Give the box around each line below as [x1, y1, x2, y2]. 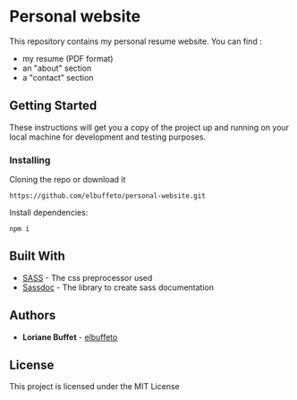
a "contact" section [21, 72, 94, 82]
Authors [9, 308, 56, 323]
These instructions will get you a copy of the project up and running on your [9, 122, 289, 132]
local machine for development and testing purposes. [9, 132, 207, 142]
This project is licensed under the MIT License [9, 381, 181, 392]
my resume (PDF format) [21, 53, 114, 64]
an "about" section [21, 63, 92, 73]
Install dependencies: [9, 208, 89, 218]
